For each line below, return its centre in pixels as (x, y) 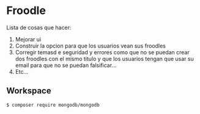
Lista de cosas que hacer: (39, 27)
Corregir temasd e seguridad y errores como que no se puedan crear (102, 52)
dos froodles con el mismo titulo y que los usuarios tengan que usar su (104, 59)
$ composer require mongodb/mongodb (53, 105)
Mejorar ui (28, 39)
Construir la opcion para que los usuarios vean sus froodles (91, 46)
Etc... (22, 71)
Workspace (29, 91)
